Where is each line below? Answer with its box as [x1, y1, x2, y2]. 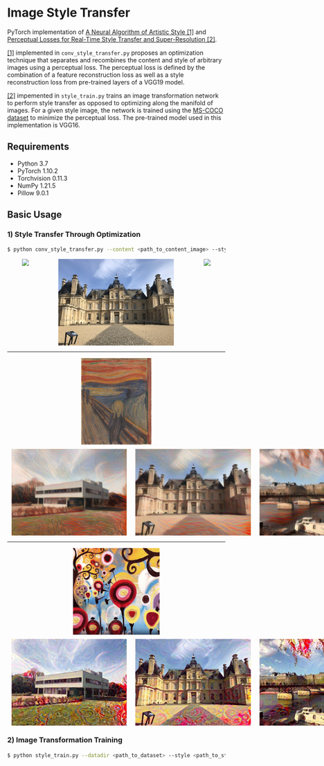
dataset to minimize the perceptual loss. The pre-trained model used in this [7, 113, 222, 122]
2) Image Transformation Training [7, 736, 123, 745]
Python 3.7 [17, 159, 48, 168]
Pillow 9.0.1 [17, 188, 49, 197]
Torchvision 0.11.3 [17, 174, 68, 182]
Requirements [7, 141, 69, 153]
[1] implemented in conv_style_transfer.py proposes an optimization [7, 48, 204, 57]
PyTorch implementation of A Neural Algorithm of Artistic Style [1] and [7, 28, 206, 36]
